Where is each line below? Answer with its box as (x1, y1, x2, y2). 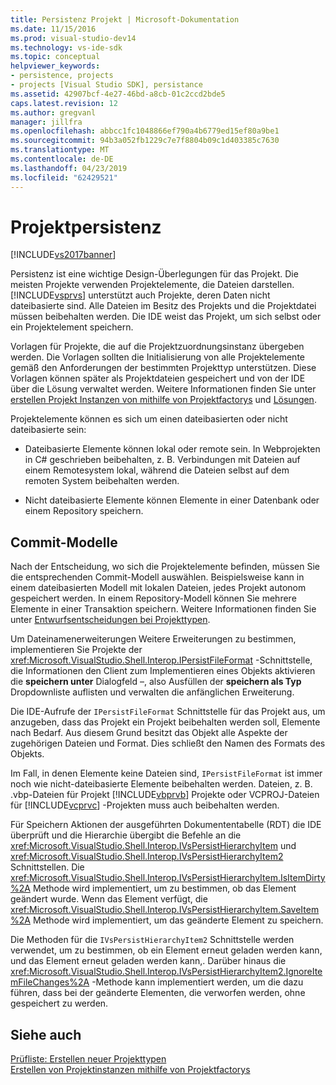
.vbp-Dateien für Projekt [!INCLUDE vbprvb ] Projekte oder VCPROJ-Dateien (10, 789, 320, 801)
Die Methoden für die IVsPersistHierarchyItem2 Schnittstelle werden (10, 934, 295, 946)
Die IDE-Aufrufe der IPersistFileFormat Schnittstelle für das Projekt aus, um (10, 706, 326, 718)
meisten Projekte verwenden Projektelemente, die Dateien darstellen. (10, 279, 295, 291)
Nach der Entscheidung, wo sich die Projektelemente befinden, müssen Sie (10, 561, 320, 573)
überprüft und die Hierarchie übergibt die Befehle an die (10, 829, 242, 841)
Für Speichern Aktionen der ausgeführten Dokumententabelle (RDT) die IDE (10, 819, 322, 831)
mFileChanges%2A (10, 976, 90, 988)
